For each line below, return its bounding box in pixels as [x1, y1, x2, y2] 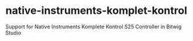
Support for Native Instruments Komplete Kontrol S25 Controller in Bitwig [5, 23, 182, 30]
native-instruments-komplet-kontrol [5, 4, 187, 17]
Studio [5, 29, 22, 36]
